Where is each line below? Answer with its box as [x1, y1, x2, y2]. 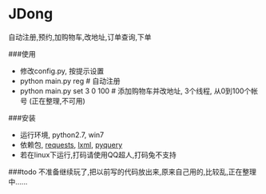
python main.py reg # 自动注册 [19, 76, 121, 85]
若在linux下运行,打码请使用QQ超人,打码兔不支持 [19, 149, 177, 160]
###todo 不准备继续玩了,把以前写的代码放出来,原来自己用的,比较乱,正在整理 [8, 167, 257, 176]
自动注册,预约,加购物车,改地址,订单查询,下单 [8, 32, 152, 42]
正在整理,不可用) [31, 96, 85, 105]
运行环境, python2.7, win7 [19, 129, 105, 140]
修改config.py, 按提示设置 [19, 65, 105, 76]
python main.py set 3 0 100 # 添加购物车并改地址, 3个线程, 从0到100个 [19, 85, 252, 96]
